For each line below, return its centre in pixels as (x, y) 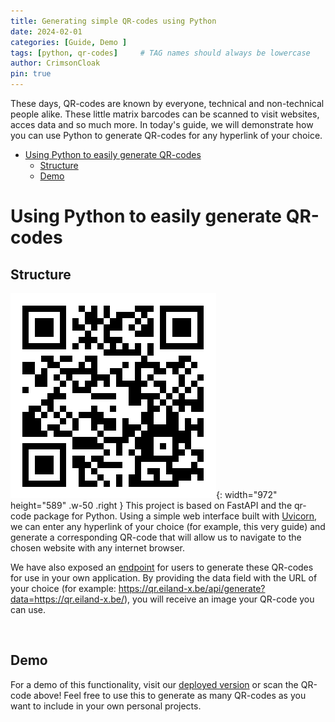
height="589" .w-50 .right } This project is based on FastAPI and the (151, 505)
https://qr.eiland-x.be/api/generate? (192, 588)
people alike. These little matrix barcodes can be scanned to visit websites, (165, 114)
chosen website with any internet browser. (97, 548)
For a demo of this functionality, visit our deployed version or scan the (154, 684)
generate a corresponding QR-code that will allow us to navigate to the (156, 537)
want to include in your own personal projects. (106, 706)
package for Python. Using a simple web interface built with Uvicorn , (175, 516)
